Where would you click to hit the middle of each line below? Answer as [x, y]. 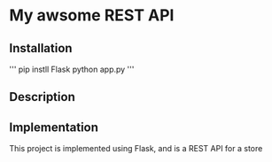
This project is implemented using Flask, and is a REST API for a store [136, 149]
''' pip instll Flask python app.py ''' [72, 69]
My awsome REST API [92, 15]
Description [42, 97]
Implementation [54, 127]
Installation [41, 48]
